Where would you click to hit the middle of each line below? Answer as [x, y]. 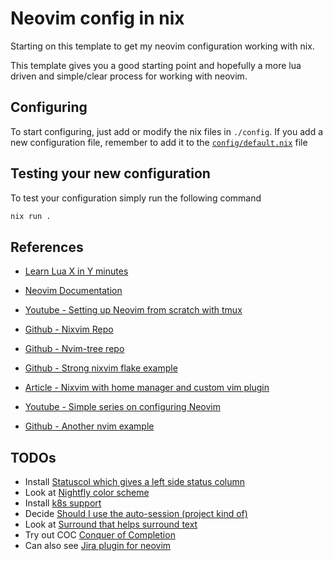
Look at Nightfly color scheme [87, 493]
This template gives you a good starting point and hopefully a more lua [156, 65]
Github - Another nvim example [89, 426]
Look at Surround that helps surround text [111, 524]
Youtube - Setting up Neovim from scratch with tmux [133, 310]
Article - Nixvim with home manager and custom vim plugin [147, 388]
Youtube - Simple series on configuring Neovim [122, 407]
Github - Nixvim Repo [69, 329]
